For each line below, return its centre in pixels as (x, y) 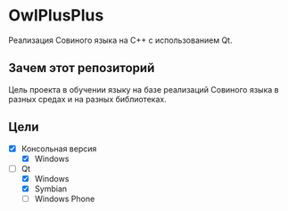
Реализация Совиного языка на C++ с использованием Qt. (120, 40)
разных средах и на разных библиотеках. (87, 99)
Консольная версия (59, 149)
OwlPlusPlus (56, 16)
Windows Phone (65, 199)
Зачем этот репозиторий (82, 68)
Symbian (51, 189)
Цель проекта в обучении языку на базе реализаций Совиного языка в (144, 89)
